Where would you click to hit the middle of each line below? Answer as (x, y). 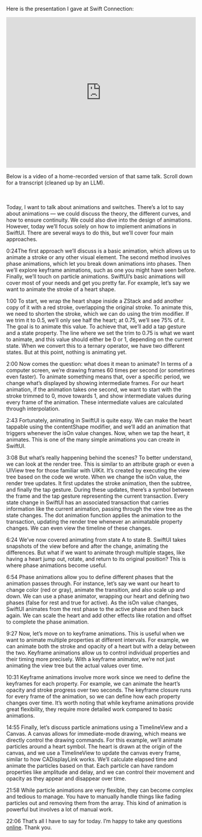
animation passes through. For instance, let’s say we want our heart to (93, 583)
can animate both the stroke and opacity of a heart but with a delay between (101, 646)
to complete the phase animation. (47, 622)
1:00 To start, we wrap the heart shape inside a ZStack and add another (95, 301)
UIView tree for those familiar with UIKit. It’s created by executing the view (98, 470)
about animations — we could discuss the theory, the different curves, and (99, 214)
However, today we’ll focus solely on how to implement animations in (91, 226)
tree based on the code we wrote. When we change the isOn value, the (94, 477)
